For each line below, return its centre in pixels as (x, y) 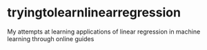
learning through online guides (51, 38)
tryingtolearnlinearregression (94, 13)
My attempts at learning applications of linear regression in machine (104, 32)
